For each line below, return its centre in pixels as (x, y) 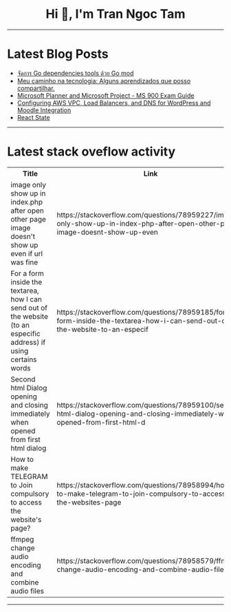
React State (33, 117)
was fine (24, 262)
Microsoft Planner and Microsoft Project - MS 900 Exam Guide (106, 95)
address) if (28, 342)
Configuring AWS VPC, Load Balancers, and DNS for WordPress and (114, 103)
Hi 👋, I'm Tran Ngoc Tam (115, 14)
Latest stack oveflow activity (91, 152)
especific (25, 333)
